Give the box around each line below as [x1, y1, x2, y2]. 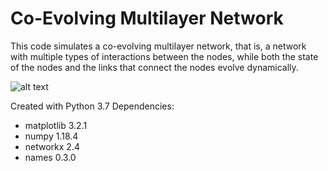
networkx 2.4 [24, 140, 80, 152]
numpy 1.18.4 [24, 130, 79, 142]
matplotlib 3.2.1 [24, 119, 88, 131]
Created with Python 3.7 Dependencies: [10, 100, 175, 112]
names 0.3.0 [24, 151, 77, 163]
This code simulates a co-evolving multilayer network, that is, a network [10, 40, 307, 52]
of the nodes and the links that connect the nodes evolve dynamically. [10, 61, 299, 73]
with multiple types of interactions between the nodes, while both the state [10, 50, 319, 62]
